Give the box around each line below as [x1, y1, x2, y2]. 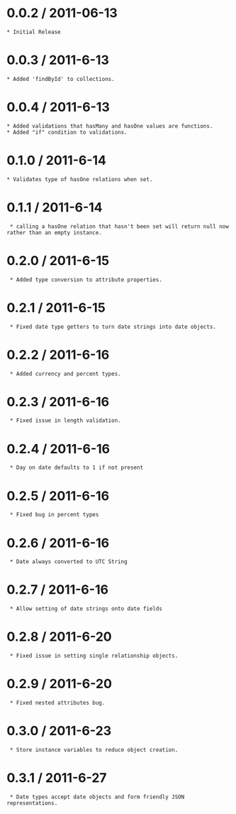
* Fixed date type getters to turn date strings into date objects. [9, 323, 217, 330]
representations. [6, 799, 58, 807]
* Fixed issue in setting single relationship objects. [9, 652, 179, 660]
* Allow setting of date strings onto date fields [9, 605, 162, 612]
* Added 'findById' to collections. [6, 75, 115, 82]
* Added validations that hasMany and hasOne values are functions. [6, 122, 213, 129]
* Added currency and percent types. [9, 370, 121, 377]
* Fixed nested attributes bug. [9, 700, 106, 707]
